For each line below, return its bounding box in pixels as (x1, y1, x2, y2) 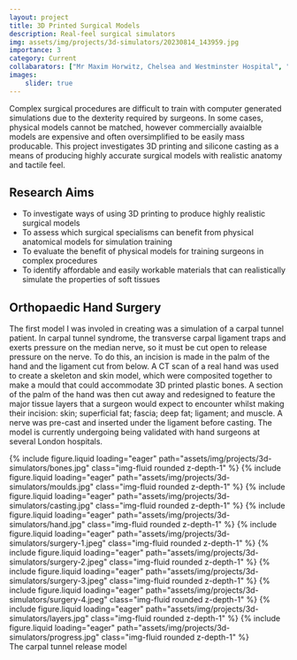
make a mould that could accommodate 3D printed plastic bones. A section (9, 380, 284, 390)
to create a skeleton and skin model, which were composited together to (9, 371, 272, 381)
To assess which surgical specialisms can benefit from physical (21, 227, 255, 238)
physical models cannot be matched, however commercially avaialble (9, 121, 263, 133)
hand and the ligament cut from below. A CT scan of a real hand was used (9, 361, 279, 372)
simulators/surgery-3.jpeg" (9, 576, 108, 587)
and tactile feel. (9, 159, 66, 170)
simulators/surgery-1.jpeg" (9, 538, 106, 549)
